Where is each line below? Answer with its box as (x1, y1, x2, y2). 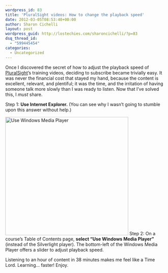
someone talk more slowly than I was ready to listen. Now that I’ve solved (5, 86, 159, 92)
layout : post (5, 27, 33, 32)
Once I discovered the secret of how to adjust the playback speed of (5, 64, 149, 70)
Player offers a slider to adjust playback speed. (5, 246, 104, 253)
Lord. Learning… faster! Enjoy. (5, 262, 69, 268)
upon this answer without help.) (5, 107, 72, 113)
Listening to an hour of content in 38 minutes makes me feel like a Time (5, 256, 155, 263)
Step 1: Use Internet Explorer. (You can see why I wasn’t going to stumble (5, 101, 160, 107)
